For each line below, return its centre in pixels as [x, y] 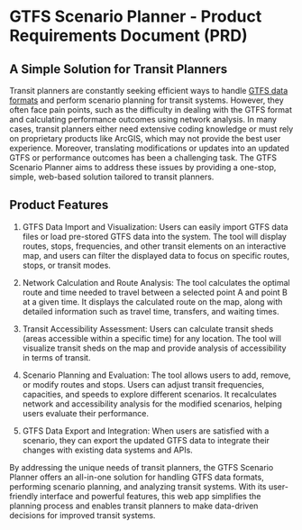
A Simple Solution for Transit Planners [119, 69]
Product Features [59, 205]
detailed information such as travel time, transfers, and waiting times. [151, 311]
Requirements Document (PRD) [128, 36]
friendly [24, 496]
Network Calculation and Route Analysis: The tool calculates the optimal [156, 282]
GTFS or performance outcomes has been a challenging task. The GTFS [143, 158]
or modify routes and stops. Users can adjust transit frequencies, [143, 384]
